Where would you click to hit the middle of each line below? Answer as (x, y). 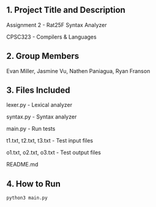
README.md (22, 165)
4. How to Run (34, 184)
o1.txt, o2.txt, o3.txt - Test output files (54, 152)
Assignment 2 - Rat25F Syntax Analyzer (57, 25)
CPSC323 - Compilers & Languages (51, 37)
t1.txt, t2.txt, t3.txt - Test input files (50, 141)
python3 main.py (27, 198)
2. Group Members (43, 56)
